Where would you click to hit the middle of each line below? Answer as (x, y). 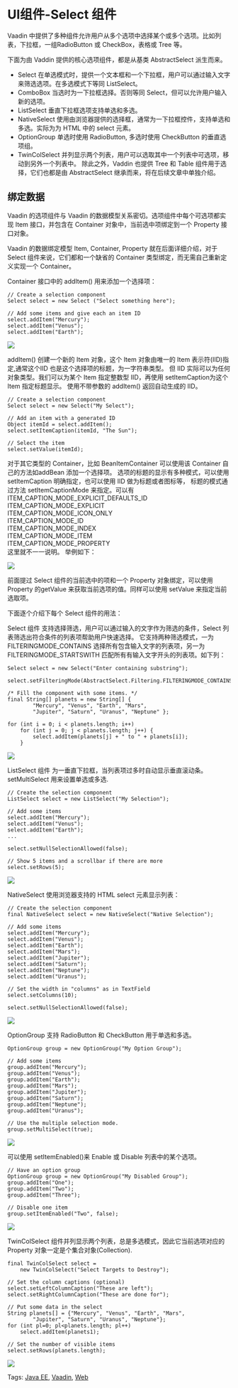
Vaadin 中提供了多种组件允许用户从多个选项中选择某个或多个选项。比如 (111, 36)
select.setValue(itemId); (45, 449)
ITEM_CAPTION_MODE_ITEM (50, 536)
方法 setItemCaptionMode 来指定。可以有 (74, 490)
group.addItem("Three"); (44, 1195)
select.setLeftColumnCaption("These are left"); (80, 1288)
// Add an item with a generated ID (61, 418)
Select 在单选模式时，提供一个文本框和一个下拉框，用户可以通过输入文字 (124, 75)
